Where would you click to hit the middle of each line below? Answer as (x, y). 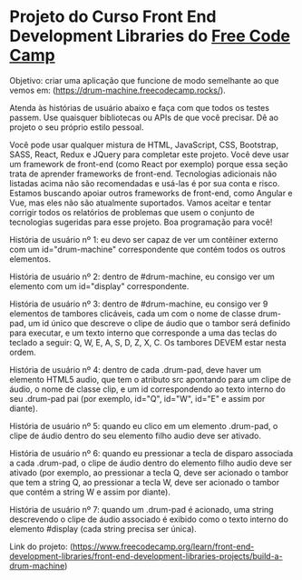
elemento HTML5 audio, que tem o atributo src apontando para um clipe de (151, 379)
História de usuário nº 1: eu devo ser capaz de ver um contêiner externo (144, 239)
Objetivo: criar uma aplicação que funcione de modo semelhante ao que (144, 80)
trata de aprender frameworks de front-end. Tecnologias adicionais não (143, 174)
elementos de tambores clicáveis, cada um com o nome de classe (133, 313)
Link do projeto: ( (41, 546)
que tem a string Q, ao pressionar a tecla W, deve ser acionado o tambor (144, 482)
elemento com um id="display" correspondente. (99, 286)
